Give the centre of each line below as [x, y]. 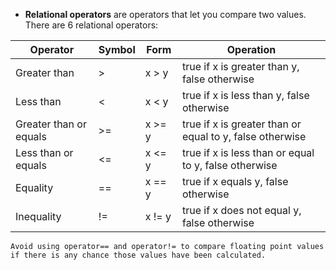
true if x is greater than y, [240, 66]
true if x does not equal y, [241, 210]
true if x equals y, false [235, 181]
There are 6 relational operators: [91, 25]
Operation [251, 49]
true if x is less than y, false [245, 95]
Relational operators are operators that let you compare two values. [165, 14]
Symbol [117, 49]
